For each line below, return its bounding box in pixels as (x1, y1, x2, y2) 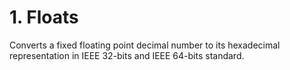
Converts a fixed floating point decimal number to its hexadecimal (9, 39, 281, 51)
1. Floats (9, 6, 79, 29)
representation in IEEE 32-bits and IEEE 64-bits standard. (9, 49, 245, 61)
